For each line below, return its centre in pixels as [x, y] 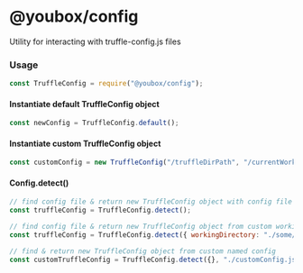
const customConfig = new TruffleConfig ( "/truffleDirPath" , [125, 163]
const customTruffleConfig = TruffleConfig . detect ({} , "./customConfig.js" [155, 259]
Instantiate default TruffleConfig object [84, 104]
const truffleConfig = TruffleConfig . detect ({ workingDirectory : [134, 235]
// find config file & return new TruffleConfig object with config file [151, 202]
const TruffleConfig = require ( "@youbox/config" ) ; [106, 84]
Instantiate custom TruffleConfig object [85, 143]
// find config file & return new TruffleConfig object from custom [141, 227]
